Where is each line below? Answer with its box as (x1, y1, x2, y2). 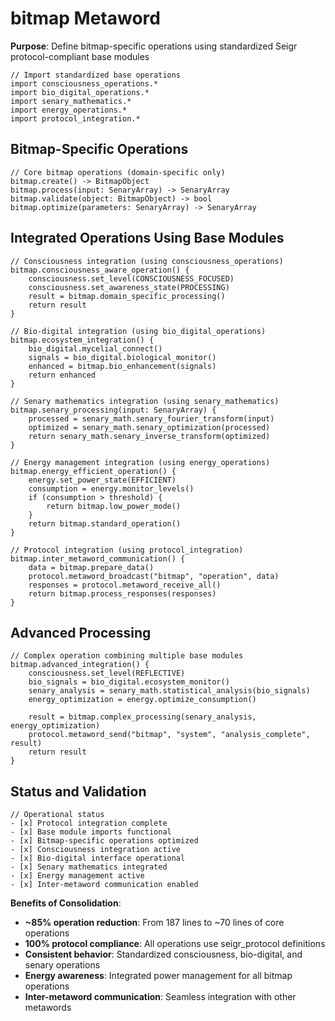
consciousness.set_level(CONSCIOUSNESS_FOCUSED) (28, 273, 235, 284)
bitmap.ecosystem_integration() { (10, 335, 155, 345)
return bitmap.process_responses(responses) (28, 588, 217, 599)
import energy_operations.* (10, 105, 128, 115)
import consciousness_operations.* (10, 78, 159, 89)
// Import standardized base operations (10, 70, 182, 80)
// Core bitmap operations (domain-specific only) (10, 167, 226, 177)
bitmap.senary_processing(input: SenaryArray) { (10, 405, 217, 415)
